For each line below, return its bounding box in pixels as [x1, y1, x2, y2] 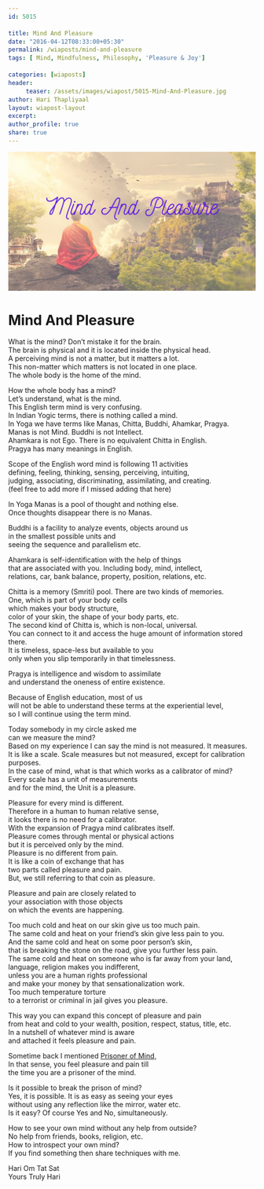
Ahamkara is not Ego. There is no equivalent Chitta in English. [8, 436, 207, 446]
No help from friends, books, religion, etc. [8, 1132, 144, 1141]
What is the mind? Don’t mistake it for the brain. [8, 337, 163, 347]
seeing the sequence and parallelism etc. [8, 540, 141, 549]
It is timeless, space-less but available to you [8, 645, 154, 655]
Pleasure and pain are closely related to [8, 889, 137, 898]
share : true [8, 129, 47, 137]
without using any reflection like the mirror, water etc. [8, 1100, 181, 1110]
